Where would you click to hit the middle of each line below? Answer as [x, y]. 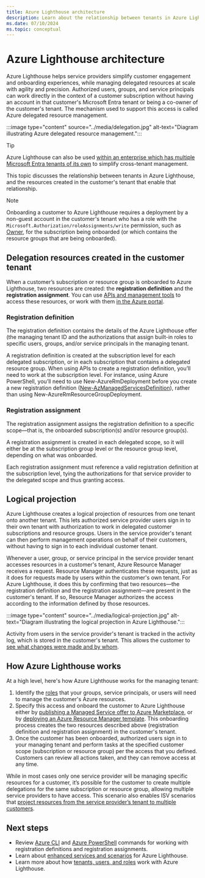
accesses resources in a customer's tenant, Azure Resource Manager [94, 565]
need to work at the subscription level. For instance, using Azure [87, 375]
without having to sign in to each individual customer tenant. [82, 546]
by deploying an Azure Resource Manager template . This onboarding [102, 719]
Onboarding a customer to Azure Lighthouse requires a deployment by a [97, 212]
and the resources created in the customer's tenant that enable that [91, 182]
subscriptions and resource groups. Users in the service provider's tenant [99, 534]
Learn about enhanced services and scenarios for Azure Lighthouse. [101, 856]
